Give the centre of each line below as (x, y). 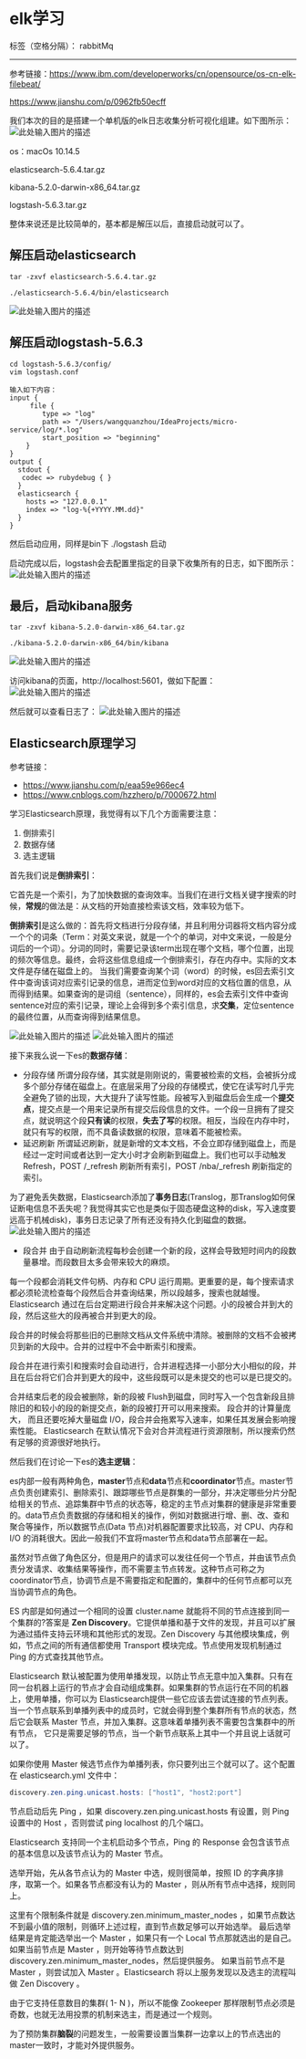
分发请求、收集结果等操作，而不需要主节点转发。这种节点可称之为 (141, 1569)
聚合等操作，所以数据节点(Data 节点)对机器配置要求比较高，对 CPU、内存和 (152, 1527)
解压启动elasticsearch (73, 255)
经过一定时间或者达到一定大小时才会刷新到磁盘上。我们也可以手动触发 (154, 1155)
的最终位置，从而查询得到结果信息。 (77, 1017)
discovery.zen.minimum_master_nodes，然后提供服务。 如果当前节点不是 (147, 1961)
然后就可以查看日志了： (53, 712)
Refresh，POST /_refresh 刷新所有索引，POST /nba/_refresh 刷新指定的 (157, 1166)
